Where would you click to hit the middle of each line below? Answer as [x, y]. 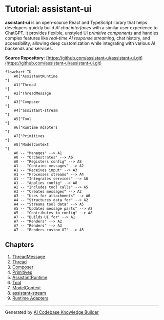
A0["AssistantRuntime [36, 76]
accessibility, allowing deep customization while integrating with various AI [80, 43]
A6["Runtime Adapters [36, 127]
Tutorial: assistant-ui [48, 9]
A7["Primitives [29, 136]
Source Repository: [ [26, 58]
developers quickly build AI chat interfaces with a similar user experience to [81, 27]
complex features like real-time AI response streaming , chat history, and [78, 38]
